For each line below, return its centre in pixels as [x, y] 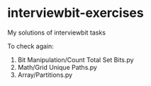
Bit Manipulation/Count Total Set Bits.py [75, 60]
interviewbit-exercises [75, 13]
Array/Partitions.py [45, 75]
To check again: [31, 46]
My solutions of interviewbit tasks [57, 32]
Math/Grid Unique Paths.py [57, 67]
